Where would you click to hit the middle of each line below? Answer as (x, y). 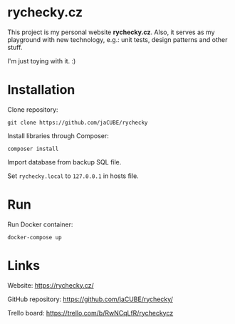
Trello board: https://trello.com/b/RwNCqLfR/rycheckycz (90, 313)
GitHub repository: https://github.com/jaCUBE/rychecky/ (90, 299)
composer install (33, 149)
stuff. (15, 47)
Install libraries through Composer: (58, 135)
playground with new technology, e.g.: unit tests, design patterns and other (117, 39)
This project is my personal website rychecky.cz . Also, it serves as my (111, 32)
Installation (41, 90)
